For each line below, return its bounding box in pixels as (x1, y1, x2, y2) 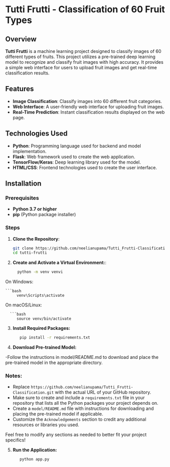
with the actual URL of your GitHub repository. (55, 389, 151, 396)
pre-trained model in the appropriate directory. (5, 359, 103, 366)
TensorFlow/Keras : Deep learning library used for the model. (12, 159, 141, 165)
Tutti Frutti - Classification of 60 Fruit (5, 4, 165, 15)
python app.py (19, 457, 50, 462)
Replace (12, 384, 30, 390)
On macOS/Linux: (5, 302, 42, 308)
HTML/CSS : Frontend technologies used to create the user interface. (12, 164, 157, 170)
